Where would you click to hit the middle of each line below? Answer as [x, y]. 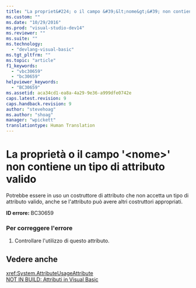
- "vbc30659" [27, 71]
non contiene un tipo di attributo [85, 167]
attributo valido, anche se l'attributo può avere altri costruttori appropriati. [94, 202]
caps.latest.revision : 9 [36, 98]
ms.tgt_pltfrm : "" [28, 55]
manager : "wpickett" [31, 120]
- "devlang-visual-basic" [43, 50]
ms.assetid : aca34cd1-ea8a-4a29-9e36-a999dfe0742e [69, 93]
